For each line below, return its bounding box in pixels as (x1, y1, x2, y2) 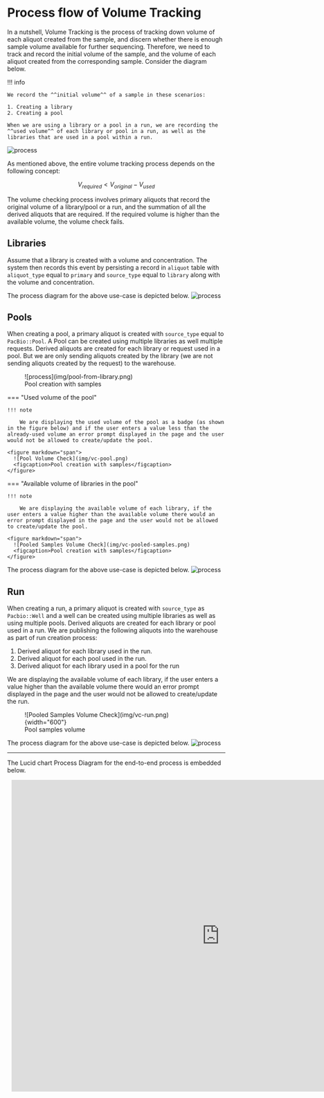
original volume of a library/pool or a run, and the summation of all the (7, 202, 206, 211)
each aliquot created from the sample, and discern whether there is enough (7, 35, 223, 43)
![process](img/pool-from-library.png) (24, 373, 133, 381)
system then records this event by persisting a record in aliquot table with (7, 263, 219, 272)
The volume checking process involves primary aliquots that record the (7, 195, 210, 204)
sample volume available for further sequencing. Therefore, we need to (7, 42, 210, 51)
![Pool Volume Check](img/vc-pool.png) (13, 455, 129, 462)
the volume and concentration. (7, 278, 95, 286)
